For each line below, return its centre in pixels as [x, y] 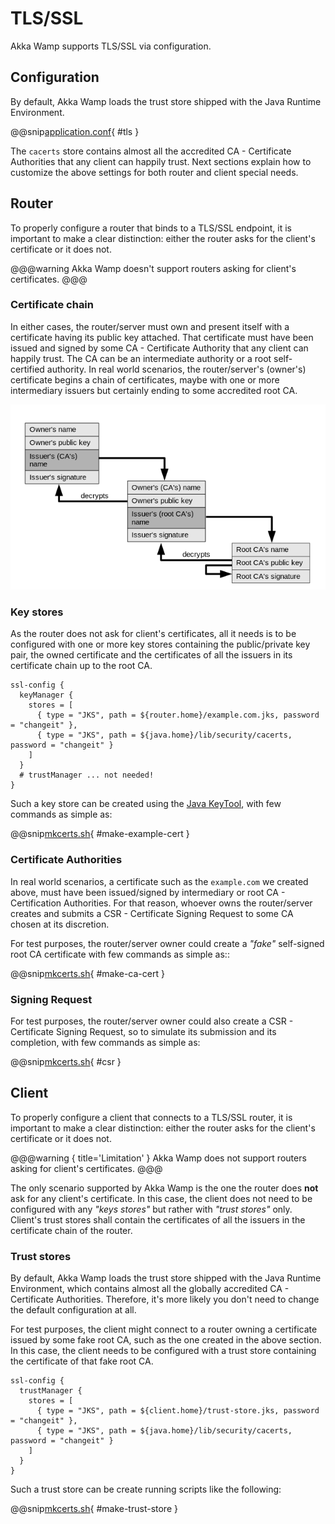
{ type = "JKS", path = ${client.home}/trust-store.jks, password [178, 1411]
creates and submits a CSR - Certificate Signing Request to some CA [152, 913]
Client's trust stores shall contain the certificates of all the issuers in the [158, 1219]
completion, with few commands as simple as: [105, 1042]
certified [27, 369]
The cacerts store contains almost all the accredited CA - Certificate [151, 151]
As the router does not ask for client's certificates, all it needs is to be [153, 634]
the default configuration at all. [73, 1310]
